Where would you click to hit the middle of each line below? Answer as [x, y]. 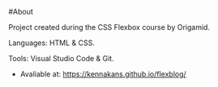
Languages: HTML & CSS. [52, 43]
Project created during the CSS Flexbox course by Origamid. [109, 27]
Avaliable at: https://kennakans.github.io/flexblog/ [103, 74]
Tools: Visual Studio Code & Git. [62, 58]
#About [21, 12]
